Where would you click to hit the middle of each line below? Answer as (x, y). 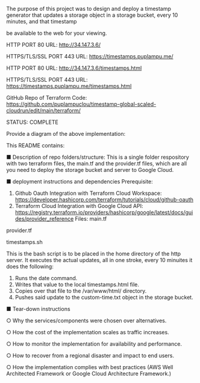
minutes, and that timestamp (42, 21)
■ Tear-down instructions (38, 309)
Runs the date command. (46, 278)
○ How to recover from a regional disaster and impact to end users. (90, 355)
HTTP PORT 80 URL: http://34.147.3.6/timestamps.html (74, 68)
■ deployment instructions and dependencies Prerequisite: (80, 182)
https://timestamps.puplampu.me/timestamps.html (69, 86)
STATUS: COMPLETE (32, 122)
